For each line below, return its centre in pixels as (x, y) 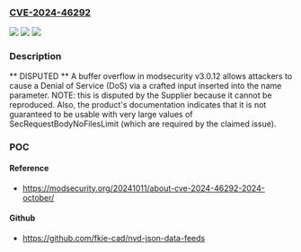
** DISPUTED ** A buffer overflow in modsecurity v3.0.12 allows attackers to (151, 76)
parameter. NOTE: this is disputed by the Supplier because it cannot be (141, 95)
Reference (29, 169)
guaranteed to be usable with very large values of (101, 114)
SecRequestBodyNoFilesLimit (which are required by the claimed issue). (143, 124)
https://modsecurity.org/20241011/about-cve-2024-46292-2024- (143, 188)
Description (35, 56)
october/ (38, 197)
